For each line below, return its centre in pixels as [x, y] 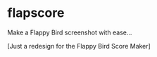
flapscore [36, 13]
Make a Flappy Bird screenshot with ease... [70, 32]
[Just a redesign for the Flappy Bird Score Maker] [79, 46]
